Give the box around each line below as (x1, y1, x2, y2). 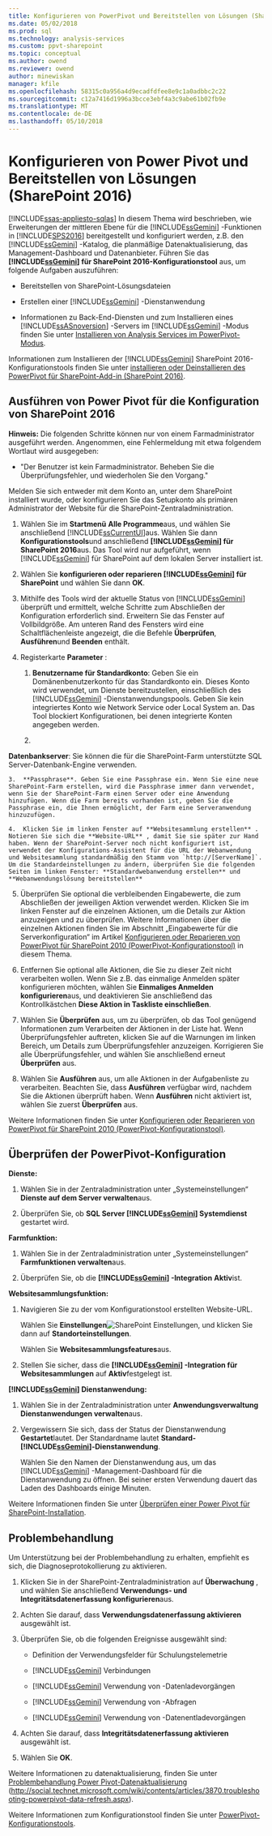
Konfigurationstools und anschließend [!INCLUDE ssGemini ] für (19, 536, 234, 546)
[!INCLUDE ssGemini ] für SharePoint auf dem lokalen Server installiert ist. (19, 553, 263, 563)
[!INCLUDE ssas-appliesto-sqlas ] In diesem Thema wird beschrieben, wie (8, 213, 253, 223)
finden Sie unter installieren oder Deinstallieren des (75, 362, 246, 372)
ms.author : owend (8, 58, 67, 66)
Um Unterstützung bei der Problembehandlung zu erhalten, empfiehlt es (8, 1553, 249, 1563)
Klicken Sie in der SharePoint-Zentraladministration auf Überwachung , (19, 1577, 259, 1587)
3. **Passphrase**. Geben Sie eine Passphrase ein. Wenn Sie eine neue (8, 775, 259, 783)
